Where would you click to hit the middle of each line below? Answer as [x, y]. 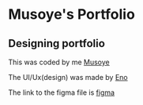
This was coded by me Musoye [59, 62]
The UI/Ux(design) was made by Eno [68, 77]
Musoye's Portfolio [72, 14]
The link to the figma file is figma [62, 92]
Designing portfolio [56, 43]
